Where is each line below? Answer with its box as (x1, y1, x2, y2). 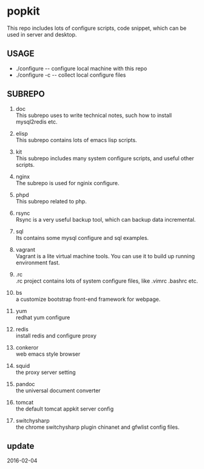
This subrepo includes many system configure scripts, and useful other (15, 154, 194, 162)
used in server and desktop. (7, 30, 77, 38)
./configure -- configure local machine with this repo (15, 65, 148, 72)
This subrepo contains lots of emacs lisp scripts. (15, 136, 137, 144)
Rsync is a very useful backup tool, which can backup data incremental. (15, 216, 196, 223)
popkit (7, 4, 40, 18)
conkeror (15, 344, 39, 351)
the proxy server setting (15, 368, 76, 376)
